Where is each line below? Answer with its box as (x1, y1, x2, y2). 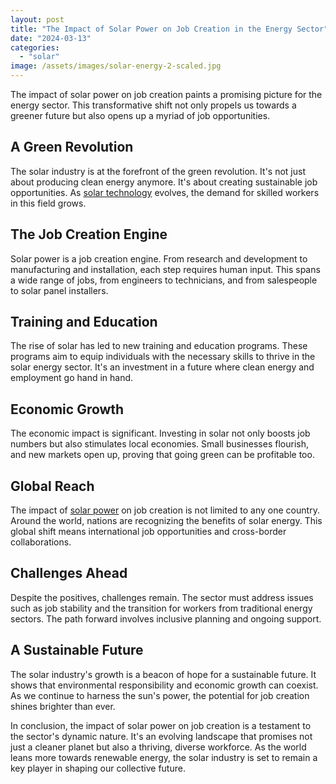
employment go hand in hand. (10, 372, 134, 384)
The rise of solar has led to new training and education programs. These (10, 340, 308, 352)
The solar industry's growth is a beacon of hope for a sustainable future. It (10, 668, 317, 680)
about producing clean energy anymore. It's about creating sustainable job (10, 176, 318, 188)
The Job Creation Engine (10, 226, 168, 243)
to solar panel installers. (10, 284, 109, 296)
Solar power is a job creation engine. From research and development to (10, 252, 308, 265)
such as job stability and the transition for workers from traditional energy (10, 602, 313, 614)
